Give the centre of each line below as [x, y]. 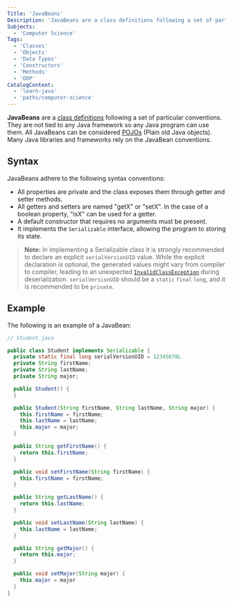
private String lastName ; [51, 370]
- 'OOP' [25, 78]
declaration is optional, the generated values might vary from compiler [124, 264]
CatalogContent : [31, 85]
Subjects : [21, 26]
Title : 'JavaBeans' [35, 14]
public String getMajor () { [54, 548]
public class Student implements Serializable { [79, 351]
